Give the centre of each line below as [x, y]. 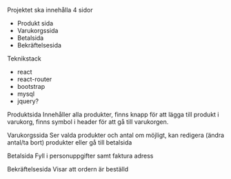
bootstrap [31, 86]
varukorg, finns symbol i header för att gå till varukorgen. [88, 122]
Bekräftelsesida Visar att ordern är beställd [68, 169]
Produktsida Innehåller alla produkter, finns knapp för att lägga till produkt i [113, 114]
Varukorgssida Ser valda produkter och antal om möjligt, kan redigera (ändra [116, 135]
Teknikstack [24, 59]
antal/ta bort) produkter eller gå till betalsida [70, 143]
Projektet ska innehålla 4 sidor [50, 10]
